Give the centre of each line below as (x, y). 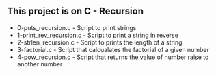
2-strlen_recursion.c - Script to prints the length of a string (99, 42)
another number (40, 64)
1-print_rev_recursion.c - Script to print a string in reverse (98, 35)
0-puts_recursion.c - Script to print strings (77, 27)
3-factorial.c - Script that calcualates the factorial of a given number (113, 49)
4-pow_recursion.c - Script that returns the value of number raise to (113, 57)
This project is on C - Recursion (75, 11)
